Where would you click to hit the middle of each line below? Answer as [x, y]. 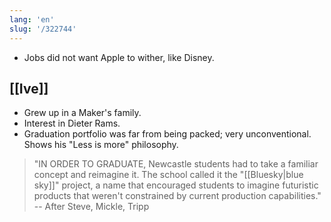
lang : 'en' [32, 19]
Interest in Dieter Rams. [72, 123]
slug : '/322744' [43, 29]
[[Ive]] [29, 88]
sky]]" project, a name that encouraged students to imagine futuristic [176, 185]
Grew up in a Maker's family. [82, 113]
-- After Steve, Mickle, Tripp [91, 207]
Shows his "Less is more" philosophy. [101, 145]
